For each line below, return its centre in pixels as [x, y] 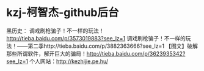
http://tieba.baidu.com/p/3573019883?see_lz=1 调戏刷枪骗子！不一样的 [96, 38]
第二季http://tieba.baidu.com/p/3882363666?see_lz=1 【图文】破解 [113, 46]
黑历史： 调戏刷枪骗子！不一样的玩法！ [55, 31]
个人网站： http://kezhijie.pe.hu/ [69, 61]
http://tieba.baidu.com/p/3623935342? [136, 53]
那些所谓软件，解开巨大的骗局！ [46, 53]
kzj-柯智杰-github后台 [63, 13]
